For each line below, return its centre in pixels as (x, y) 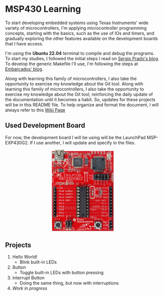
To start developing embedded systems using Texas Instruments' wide (77, 23)
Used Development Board (45, 126)
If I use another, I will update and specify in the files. (82, 143)
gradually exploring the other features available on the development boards (82, 38)
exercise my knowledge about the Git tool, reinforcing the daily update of (79, 94)
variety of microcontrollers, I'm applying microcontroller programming (76, 28)
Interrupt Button (28, 278)
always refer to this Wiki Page (35, 110)
